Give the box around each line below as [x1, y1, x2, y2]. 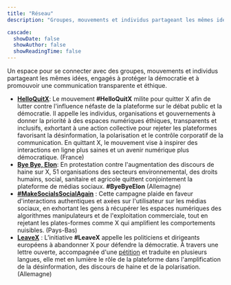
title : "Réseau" [7, 10, 54, 17]
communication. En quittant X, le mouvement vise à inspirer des [16, 139, 198, 146]
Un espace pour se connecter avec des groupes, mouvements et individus [7, 67, 219, 75]
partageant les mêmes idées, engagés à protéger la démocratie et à [7, 74, 199, 82]
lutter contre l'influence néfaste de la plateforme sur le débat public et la [16, 102, 222, 110]
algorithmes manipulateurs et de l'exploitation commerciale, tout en [16, 212, 208, 220]
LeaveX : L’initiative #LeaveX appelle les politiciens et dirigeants [16, 233, 200, 241]
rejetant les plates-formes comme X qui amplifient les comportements [16, 219, 216, 227]
